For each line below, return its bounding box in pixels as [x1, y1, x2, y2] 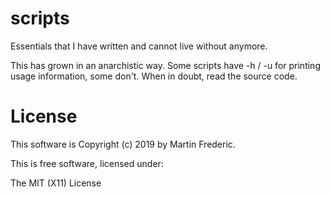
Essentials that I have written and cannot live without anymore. [10, 40, 268, 52]
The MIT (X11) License [10, 177, 102, 189]
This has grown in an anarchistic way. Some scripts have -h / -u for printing [10, 59, 321, 71]
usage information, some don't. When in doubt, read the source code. [10, 70, 298, 82]
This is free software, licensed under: [10, 157, 164, 169]
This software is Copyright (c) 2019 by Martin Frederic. [10, 138, 236, 150]
